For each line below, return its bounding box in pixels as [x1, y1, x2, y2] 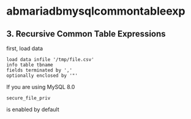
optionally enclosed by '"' [6, 73, 78, 79]
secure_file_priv [6, 95, 51, 101]
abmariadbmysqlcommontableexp [6, 4, 185, 18]
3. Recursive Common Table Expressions [6, 29, 167, 39]
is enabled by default [6, 106, 59, 113]
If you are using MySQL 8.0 [6, 84, 75, 90]
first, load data [6, 45, 43, 52]
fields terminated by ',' [6, 67, 72, 73]
